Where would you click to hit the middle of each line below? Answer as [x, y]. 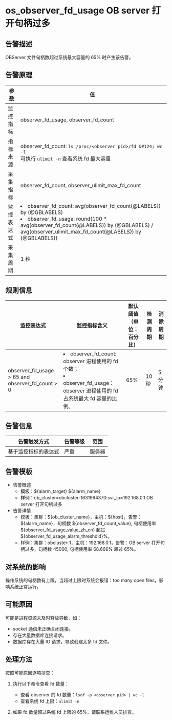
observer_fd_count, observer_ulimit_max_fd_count [81, 185]
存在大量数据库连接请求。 [40, 635]
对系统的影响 [26, 567]
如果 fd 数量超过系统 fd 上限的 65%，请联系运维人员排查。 [74, 712]
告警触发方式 [34, 442]
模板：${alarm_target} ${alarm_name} [60, 491]
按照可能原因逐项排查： [30, 673]
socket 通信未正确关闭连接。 [43, 628]
